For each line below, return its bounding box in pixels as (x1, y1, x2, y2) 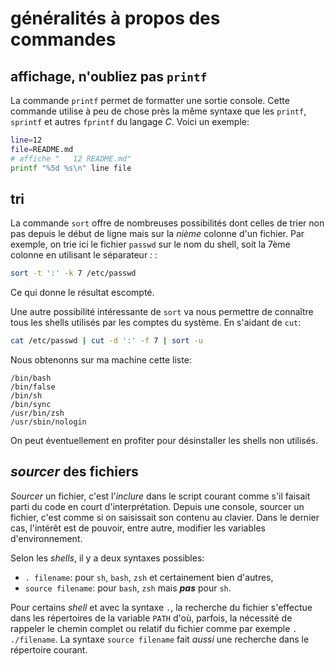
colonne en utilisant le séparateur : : (10, 249, 158, 261)
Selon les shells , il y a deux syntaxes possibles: (10, 552, 205, 564)
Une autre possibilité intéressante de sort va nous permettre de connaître (10, 306, 314, 318)
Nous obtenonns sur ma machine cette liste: (10, 354, 192, 366)
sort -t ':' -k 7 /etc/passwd (10, 268, 137, 279)
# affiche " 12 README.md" (10, 153, 132, 164)
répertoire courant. (10, 643, 88, 656)
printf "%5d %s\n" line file (10, 163, 132, 173)
